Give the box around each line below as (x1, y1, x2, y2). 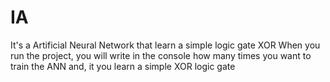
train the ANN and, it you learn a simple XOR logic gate (10, 60, 236, 72)
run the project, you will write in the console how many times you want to (10, 49, 312, 61)
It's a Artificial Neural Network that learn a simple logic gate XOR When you (10, 39, 321, 51)
